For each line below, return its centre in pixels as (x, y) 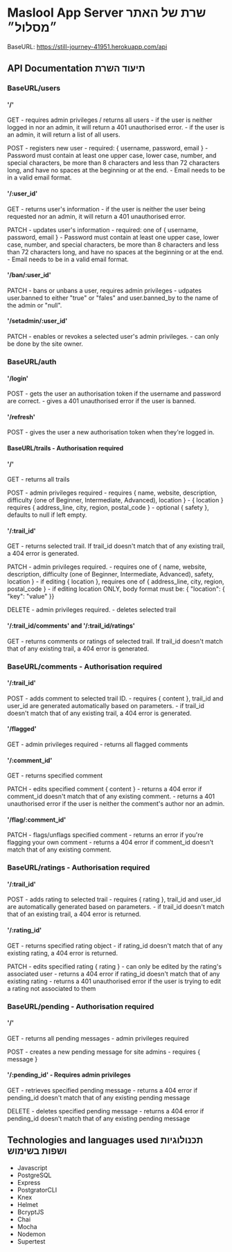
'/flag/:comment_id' (37, 820)
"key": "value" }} (31, 597)
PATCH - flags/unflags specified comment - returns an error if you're (105, 835)
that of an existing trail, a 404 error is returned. (74, 914)
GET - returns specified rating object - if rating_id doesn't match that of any (115, 945)
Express (29, 1182)
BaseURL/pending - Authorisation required (81, 1006)
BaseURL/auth (32, 362)
